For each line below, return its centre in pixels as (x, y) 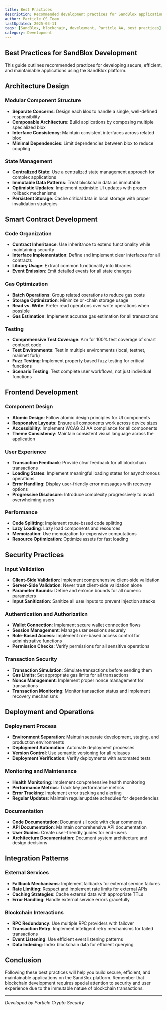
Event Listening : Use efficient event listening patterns (68, 939)
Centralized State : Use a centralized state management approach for (83, 172)
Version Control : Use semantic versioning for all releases (71, 753)
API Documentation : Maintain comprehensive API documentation (79, 827)
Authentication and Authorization (46, 614)
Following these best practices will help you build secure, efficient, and (78, 972)
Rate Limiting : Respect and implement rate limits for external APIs (80, 889)
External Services (27, 873)
